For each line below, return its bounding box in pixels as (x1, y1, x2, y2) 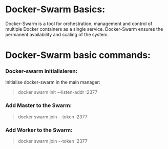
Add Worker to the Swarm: (5, 126, 73, 134)
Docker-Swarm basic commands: (5, 50, 151, 61)
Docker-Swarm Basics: (5, 4, 106, 15)
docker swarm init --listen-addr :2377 (17, 89, 98, 95)
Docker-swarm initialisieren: (5, 68, 78, 75)
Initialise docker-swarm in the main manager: (5, 79, 101, 86)
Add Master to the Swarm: (5, 102, 72, 109)
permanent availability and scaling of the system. (5, 31, 109, 37)
